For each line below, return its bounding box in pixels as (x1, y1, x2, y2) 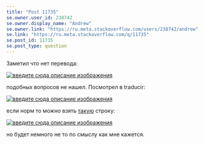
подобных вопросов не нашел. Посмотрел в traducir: (6, 83, 146, 90)
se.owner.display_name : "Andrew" (6, 20, 92, 26)
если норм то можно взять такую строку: (6, 107, 115, 114)
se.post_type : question (6, 43, 67, 49)
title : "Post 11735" (6, 9, 59, 15)
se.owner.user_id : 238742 (6, 15, 72, 21)
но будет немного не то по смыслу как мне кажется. (6, 131, 145, 138)
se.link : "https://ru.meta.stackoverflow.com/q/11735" (6, 32, 149, 38)
